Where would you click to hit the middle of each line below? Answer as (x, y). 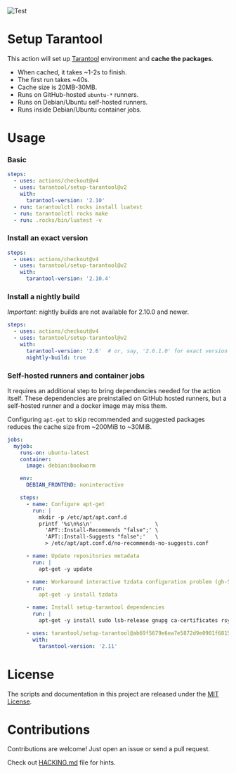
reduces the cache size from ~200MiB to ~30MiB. (80, 427)
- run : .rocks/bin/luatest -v (58, 220)
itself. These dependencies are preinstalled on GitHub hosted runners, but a (117, 398)
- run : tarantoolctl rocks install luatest (78, 207)
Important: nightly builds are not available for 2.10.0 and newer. (98, 312)
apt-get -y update (65, 569)
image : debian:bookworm (61, 466)
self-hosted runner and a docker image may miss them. (87, 405)
